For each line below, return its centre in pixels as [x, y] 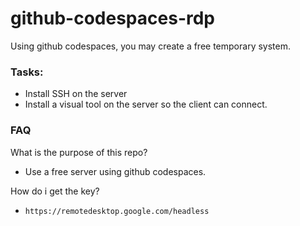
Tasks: [27, 72]
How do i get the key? [55, 191]
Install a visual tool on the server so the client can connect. [146, 104]
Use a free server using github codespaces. [115, 171]
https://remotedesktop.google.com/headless [117, 211]
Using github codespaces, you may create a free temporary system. [150, 46]
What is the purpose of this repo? [79, 152]
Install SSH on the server [76, 94]
